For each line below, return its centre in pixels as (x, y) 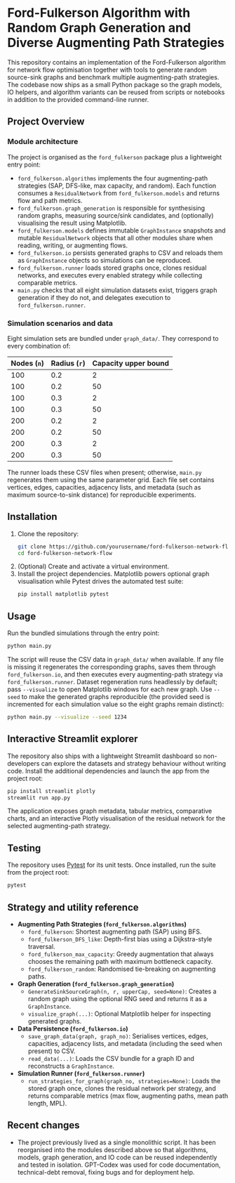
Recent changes (43, 1125)
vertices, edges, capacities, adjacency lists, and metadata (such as (104, 487)
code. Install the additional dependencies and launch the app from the (108, 771)
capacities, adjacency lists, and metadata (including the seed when (125, 1043)
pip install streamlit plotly (52, 791)
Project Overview (46, 122)
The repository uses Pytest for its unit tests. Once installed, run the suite (112, 865)
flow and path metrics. (50, 200)
